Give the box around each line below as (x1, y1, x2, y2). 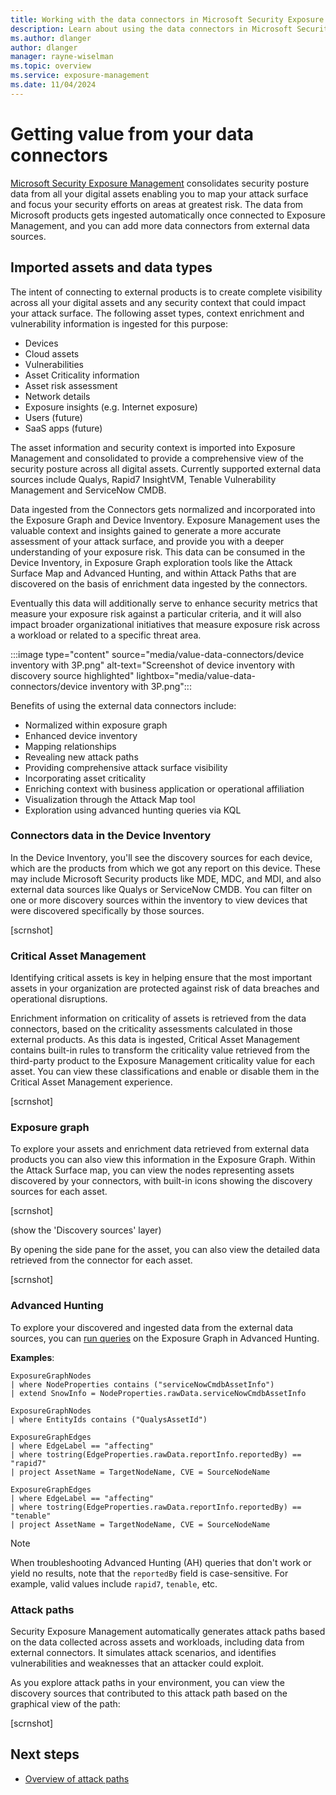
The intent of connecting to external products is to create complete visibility (10, 286, 323, 298)
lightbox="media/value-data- (136, 669, 256, 681)
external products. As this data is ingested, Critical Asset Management (10, 1034, 301, 1046)
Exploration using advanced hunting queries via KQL (24, 804, 242, 816)
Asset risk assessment (24, 379, 118, 391)
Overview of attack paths (24, 1772, 130, 1785)
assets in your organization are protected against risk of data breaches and (10, 982, 320, 995)
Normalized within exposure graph (24, 719, 168, 731)
